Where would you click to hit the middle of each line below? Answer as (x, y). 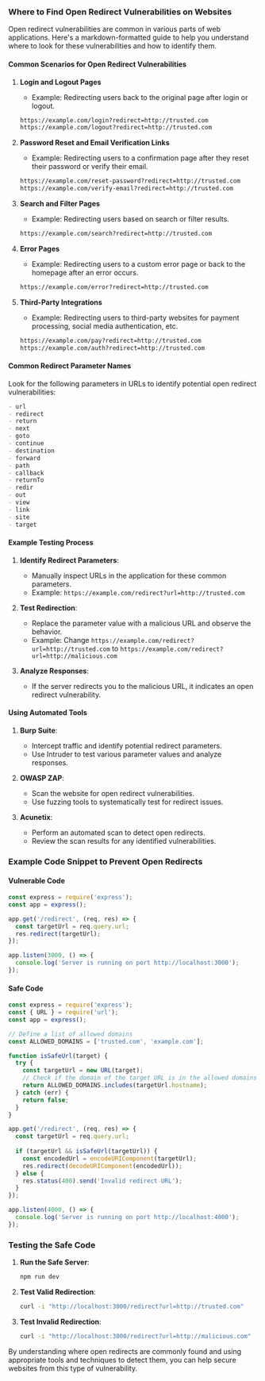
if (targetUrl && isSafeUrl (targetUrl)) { (86, 1152)
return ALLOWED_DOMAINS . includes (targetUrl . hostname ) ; (115, 1086)
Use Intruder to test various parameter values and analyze (127, 754)
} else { (30, 1173)
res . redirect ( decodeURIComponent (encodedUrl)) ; (102, 1166)
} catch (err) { (42, 1092)
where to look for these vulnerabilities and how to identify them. (112, 46)
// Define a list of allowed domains (71, 1034)
